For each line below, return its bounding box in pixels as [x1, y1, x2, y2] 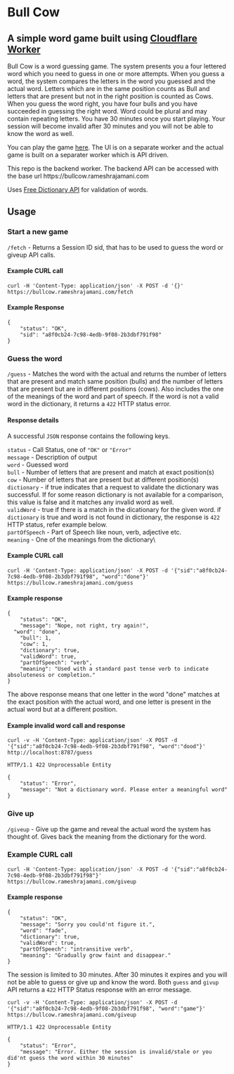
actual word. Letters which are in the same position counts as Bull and [7, 85, 210, 92]
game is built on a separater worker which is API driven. [7, 151, 169, 159]
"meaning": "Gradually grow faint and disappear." [20, 952, 171, 959]
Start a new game [7, 227, 69, 237]
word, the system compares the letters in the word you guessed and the [7, 77, 216, 85]
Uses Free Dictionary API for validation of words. [7, 185, 149, 194]
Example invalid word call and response [7, 721, 126, 730]
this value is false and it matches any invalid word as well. [7, 498, 174, 506]
